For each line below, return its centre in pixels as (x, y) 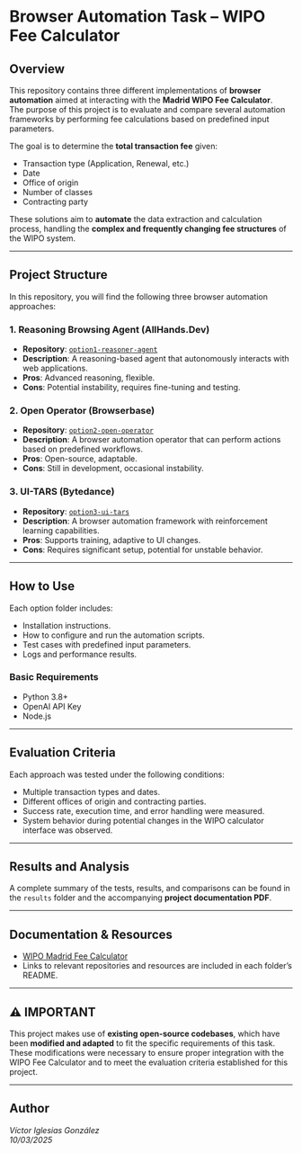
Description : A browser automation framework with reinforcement (145, 521)
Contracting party (55, 201)
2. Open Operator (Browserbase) (82, 411)
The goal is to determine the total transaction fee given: (114, 146)
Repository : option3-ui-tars (76, 511)
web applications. (55, 368)
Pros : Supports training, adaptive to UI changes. (111, 540)
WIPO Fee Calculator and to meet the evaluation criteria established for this (149, 1062)
